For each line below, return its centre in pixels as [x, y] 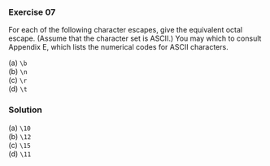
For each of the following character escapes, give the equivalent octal [125, 30]
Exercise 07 [32, 12]
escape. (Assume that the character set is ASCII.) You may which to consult [135, 38]
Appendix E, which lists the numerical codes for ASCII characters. [119, 47]
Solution [26, 110]
